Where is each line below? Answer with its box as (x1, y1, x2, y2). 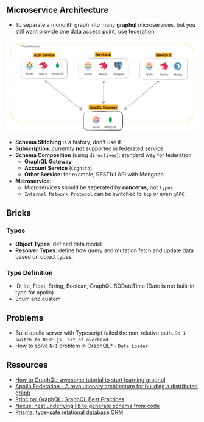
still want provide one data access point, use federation (15, 27, 155, 35)
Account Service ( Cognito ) (24, 164, 93, 172)
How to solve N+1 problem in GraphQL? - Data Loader (15, 342, 149, 349)
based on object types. (15, 253, 73, 260)
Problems (6, 313, 44, 323)
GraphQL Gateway (24, 158, 72, 165)
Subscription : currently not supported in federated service (15, 145, 164, 152)
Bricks (6, 208, 32, 219)
